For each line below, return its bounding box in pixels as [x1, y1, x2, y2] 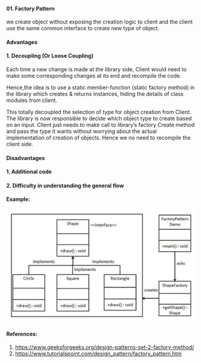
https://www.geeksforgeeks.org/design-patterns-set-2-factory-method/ [14, 344, 194, 351]
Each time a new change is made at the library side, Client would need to [6, 66, 187, 72]
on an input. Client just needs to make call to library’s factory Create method [6, 121, 195, 128]
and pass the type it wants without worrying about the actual [6, 127, 157, 135]
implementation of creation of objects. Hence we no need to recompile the [6, 134, 191, 141]
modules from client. [6, 97, 58, 104]
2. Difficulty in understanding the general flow [6, 182, 125, 189]
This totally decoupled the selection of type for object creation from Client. [6, 109, 191, 115]
